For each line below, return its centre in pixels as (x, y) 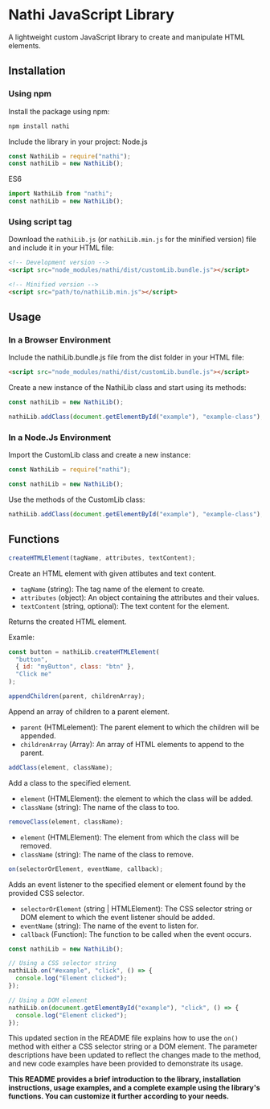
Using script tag (40, 221)
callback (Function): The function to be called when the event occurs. (135, 934)
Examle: (21, 637)
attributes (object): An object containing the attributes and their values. (139, 598)
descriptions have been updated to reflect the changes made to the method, (135, 1055)
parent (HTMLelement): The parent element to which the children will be (139, 727)
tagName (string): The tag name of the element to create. (112, 589)
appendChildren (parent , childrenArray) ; (77, 696)
